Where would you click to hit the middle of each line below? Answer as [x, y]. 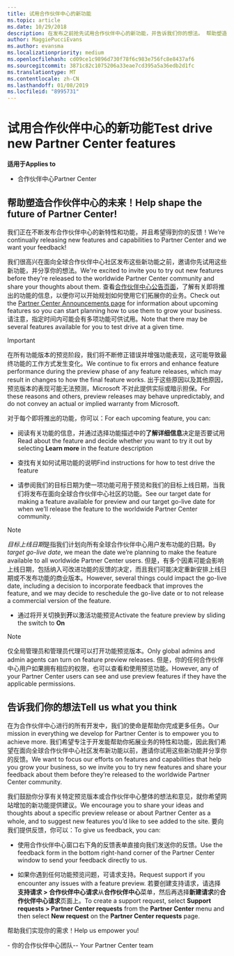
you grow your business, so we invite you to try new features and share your [117, 767]
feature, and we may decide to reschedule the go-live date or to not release [116, 593]
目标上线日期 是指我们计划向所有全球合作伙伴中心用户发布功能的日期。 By [112, 544]
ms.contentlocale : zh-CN [43, 79]
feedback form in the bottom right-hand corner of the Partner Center [116, 853]
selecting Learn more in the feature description [85, 448]
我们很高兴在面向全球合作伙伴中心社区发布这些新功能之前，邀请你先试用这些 [117, 261]
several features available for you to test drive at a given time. [96, 326]
